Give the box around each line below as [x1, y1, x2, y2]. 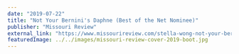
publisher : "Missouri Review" [7, 23, 97, 30]
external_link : [7, 29, 53, 37]
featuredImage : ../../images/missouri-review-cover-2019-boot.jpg [7, 36, 208, 43]
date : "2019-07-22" [7, 10, 65, 18]
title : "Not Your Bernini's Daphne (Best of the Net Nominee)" [7, 17, 199, 24]
